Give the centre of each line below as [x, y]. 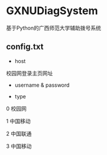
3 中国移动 [19, 146]
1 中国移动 [18, 121]
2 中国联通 [19, 133]
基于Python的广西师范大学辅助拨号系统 [54, 28]
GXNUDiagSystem [52, 11]
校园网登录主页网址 [30, 73]
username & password [42, 85]
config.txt [25, 47]
